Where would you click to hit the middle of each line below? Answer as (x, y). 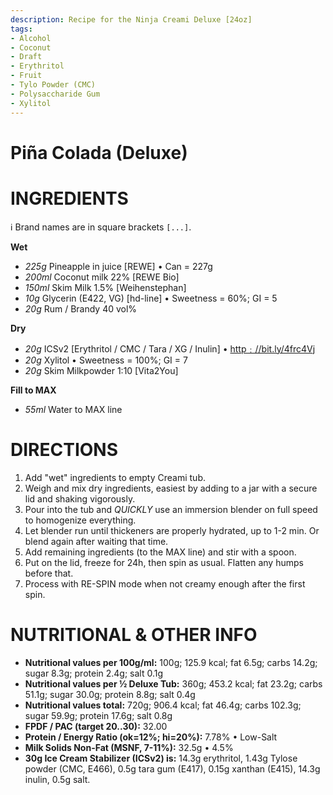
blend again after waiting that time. (96, 541)
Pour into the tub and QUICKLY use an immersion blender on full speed (171, 509)
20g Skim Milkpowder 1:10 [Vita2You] (101, 370)
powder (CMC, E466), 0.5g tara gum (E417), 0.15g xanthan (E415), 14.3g (172, 768)
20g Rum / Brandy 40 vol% (81, 308)
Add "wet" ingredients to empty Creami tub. (115, 477)
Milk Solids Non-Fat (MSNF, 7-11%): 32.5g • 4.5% (129, 747)
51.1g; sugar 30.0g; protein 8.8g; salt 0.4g (110, 694)
